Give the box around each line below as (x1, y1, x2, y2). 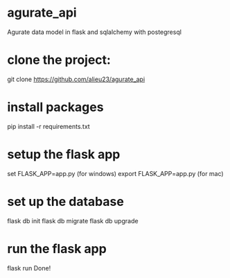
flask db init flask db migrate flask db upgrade (7, 216, 139, 225)
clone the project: (7, 52, 111, 68)
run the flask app (7, 241, 107, 257)
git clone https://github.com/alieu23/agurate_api (7, 75, 145, 83)
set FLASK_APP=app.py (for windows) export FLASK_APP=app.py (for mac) (7, 169, 224, 177)
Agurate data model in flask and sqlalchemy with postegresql (7, 28, 182, 36)
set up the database (7, 193, 125, 209)
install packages (7, 99, 104, 115)
